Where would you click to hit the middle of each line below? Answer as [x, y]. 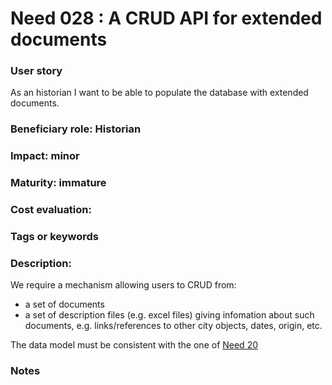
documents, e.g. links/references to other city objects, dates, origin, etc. [173, 326]
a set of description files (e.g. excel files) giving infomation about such [169, 315]
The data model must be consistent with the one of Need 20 [134, 345]
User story [36, 71]
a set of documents [64, 304]
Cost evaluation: [51, 210]
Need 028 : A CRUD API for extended [166, 18]
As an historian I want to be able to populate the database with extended [159, 93]
